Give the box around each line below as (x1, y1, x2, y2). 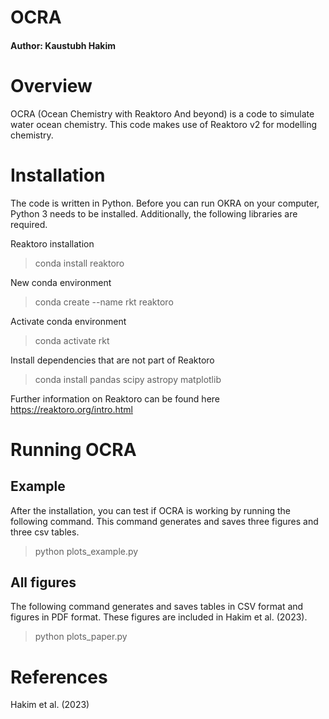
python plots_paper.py (34, 631, 128, 643)
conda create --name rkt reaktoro (34, 296, 174, 308)
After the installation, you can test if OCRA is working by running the (10, 504, 291, 516)
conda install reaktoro (34, 257, 125, 269)
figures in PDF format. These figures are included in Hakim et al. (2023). (10, 611, 308, 623)
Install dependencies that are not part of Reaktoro (10, 354, 215, 366)
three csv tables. (10, 526, 80, 538)
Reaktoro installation (10, 237, 95, 250)
